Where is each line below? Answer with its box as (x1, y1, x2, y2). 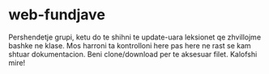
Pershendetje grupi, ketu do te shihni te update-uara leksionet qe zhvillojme (8, 32, 262, 42)
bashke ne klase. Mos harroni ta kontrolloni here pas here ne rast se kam (8, 40, 251, 50)
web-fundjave (8, 6, 105, 24)
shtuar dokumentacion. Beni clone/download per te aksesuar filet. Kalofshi (8, 49, 258, 59)
